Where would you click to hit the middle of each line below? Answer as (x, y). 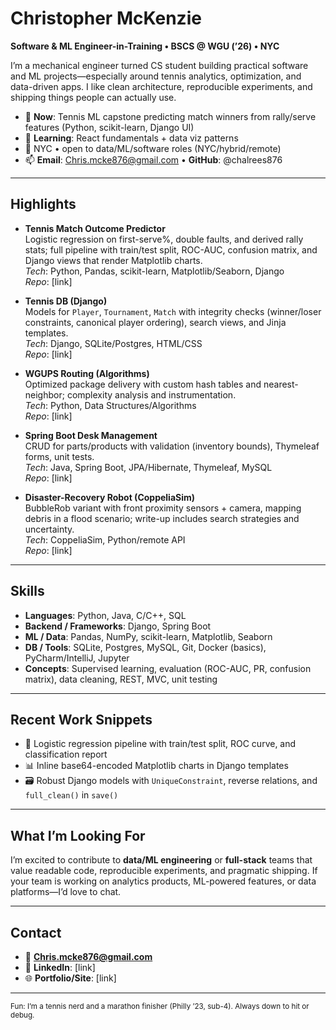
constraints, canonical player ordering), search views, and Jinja (155, 322)
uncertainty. (49, 529)
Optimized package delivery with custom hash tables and (143, 384)
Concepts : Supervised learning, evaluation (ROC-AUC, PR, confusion (168, 668)
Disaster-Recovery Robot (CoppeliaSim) (110, 497)
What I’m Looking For (78, 835)
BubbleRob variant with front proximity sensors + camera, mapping (163, 508)
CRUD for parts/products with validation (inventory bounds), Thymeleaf (172, 446)
